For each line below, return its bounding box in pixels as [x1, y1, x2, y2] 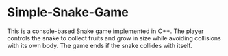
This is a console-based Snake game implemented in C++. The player [7, 27, 204, 35]
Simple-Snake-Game [7, 5, 129, 20]
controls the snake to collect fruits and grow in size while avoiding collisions [7, 34, 221, 42]
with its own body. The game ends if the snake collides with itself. [7, 41, 192, 49]
